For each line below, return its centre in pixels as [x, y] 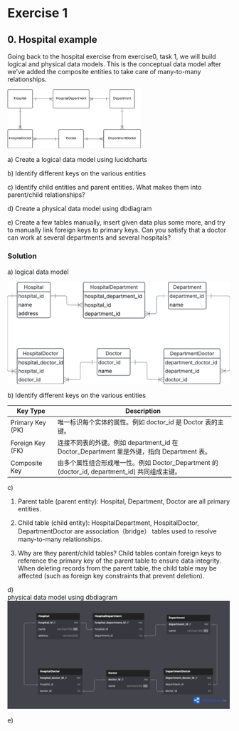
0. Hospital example [52, 40]
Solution [22, 256]
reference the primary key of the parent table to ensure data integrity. [119, 561]
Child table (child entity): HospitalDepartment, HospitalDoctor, [108, 523]
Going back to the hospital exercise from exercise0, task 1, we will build [112, 56]
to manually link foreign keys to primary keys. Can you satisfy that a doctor [117, 230]
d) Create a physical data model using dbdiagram [80, 209]
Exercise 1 [38, 13]
